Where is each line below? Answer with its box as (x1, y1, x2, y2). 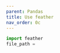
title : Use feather (6, 14, 54, 20)
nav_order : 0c (6, 19, 41, 25)
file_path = (6, 41, 35, 47)
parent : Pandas (6, 8, 44, 15)
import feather (6, 36, 44, 42)
